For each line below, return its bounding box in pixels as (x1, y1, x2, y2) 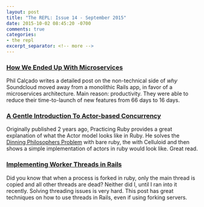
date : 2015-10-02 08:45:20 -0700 (6, 20, 91, 26)
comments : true (6, 26, 45, 32)
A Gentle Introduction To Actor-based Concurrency (6, 112, 161, 120)
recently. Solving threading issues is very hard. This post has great (6, 187, 174, 194)
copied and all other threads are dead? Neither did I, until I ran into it (6, 181, 178, 188)
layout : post (6, 9, 40, 15)
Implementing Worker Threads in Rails (6, 160, 122, 169)
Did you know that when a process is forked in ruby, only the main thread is (6, 174, 195, 181)
